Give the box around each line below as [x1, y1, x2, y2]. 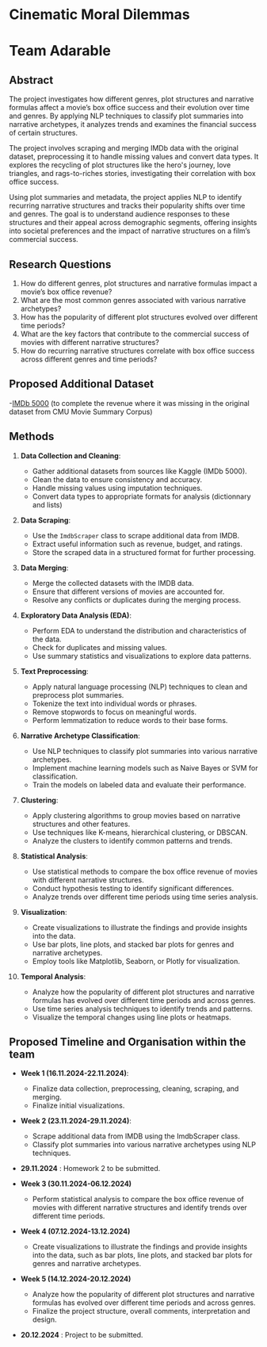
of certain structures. [9, 128, 78, 138]
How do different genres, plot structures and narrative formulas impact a [20, 279, 257, 288]
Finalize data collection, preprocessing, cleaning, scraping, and [32, 1084, 239, 1093]
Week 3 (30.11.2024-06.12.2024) [20, 1179, 132, 1188]
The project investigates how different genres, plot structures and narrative [9, 94, 254, 104]
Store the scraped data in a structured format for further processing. [32, 547, 256, 557]
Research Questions [9, 258, 112, 271]
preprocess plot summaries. [32, 690, 124, 699]
